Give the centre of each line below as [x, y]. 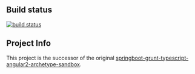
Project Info [29, 44]
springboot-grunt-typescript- [152, 58]
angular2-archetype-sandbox [43, 64]
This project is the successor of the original [61, 58]
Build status [29, 10]
